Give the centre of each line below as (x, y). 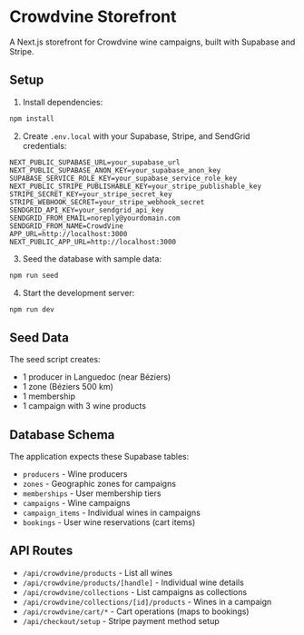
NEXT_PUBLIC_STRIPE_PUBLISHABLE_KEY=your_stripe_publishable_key (135, 186)
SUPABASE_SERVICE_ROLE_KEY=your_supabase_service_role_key (123, 178)
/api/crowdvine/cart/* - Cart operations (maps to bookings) (136, 611)
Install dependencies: (63, 102)
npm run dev (32, 309)
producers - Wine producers (75, 474)
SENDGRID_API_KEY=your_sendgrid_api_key (87, 210)
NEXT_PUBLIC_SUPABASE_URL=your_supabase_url (95, 162)
